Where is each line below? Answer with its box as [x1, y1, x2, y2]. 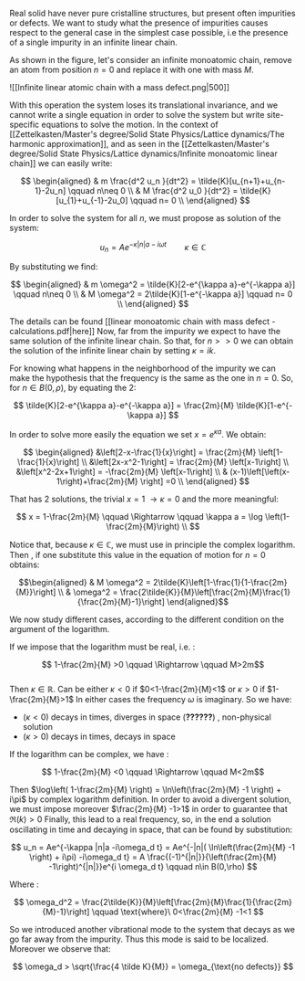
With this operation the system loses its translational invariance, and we [9, 100, 279, 111]
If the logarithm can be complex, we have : [9, 749, 169, 760]
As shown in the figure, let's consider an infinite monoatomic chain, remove [9, 55, 293, 65]
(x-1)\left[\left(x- [229, 466, 290, 478]
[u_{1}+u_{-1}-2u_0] [56, 195, 128, 206]
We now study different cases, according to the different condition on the [9, 614, 285, 625]
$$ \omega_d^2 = [13, 897, 80, 908]
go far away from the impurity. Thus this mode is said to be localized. [9, 934, 269, 944]
